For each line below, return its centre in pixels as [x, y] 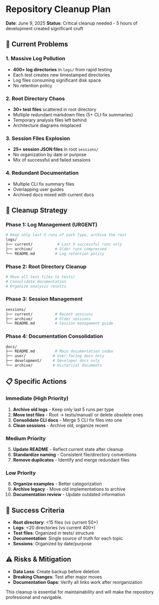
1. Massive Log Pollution [35, 59]
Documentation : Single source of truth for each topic [68, 538]
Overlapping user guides [38, 189]
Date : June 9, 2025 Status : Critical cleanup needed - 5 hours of [72, 23]
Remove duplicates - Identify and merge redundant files [71, 460]
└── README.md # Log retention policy [55, 254]
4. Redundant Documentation [42, 173]
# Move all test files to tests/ [40, 277]
